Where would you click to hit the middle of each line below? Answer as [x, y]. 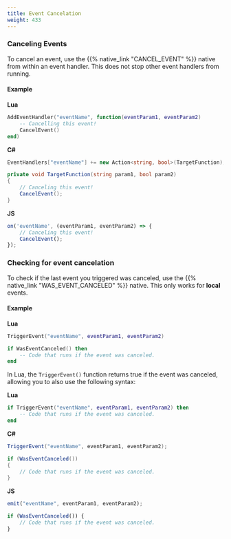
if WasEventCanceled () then [47, 348]
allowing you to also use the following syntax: [71, 382]
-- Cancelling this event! [58, 124]
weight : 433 [24, 20]
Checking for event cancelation [61, 263]
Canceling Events [37, 44]
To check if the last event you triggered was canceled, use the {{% [102, 278]
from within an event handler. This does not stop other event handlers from [113, 66]
